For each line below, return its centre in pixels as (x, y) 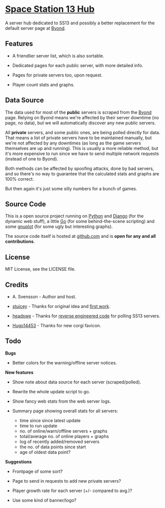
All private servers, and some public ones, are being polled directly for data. (83, 132)
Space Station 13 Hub (50, 9)
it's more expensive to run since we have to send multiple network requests (82, 153)
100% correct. (20, 179)
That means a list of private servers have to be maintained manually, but (79, 138)
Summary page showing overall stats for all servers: (65, 411)
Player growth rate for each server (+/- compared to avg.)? (72, 491)
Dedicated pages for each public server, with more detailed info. (78, 65)
